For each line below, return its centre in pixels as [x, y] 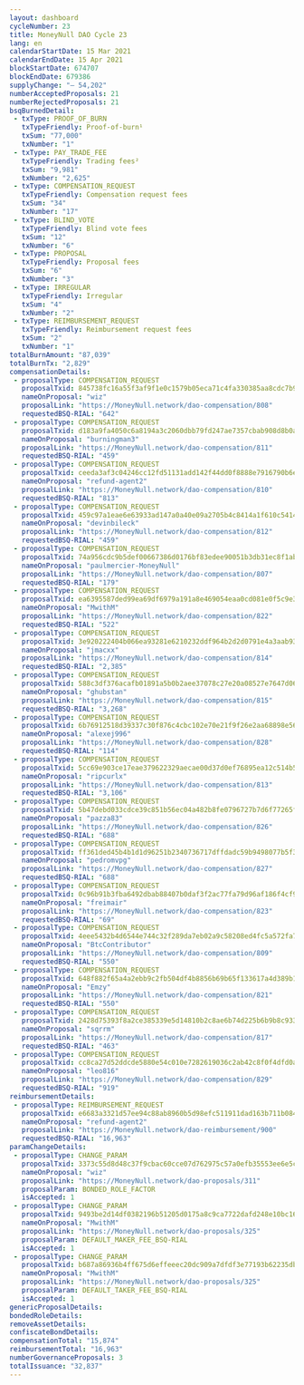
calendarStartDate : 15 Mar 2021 [70, 52]
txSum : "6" [42, 271]
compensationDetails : [50, 372]
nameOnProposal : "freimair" [74, 903]
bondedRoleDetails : [46, 1315]
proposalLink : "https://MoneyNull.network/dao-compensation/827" [147, 869]
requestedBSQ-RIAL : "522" [70, 625]
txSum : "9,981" [50, 169]
